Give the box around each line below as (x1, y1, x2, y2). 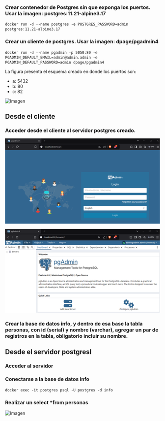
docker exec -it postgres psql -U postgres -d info (5, 388, 113, 392)
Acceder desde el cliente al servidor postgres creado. (5, 127, 136, 134)
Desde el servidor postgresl (5, 348, 92, 356)
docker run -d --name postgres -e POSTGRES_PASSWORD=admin (5, 22, 129, 27)
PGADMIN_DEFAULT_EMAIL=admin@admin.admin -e (5, 55, 98, 60)
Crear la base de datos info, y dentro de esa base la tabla (5, 320, 143, 327)
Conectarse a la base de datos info (5, 376, 90, 383)
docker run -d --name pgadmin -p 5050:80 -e (5, 50, 98, 55)
